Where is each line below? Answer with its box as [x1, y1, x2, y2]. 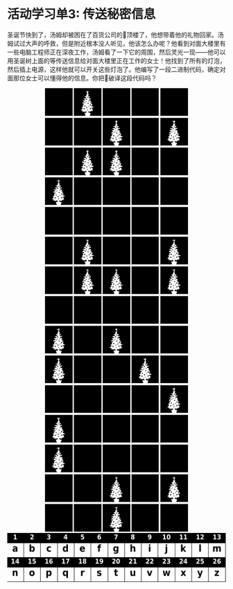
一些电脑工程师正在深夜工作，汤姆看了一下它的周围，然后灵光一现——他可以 [7, 48, 226, 56]
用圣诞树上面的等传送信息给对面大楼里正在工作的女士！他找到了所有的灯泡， [7, 56, 226, 64]
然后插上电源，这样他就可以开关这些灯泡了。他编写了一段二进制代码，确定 [7, 65, 220, 73]
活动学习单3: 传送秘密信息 [7, 6, 156, 22]
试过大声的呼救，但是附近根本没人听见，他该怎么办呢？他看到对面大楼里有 [12, 39, 226, 47]
